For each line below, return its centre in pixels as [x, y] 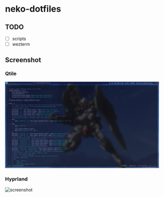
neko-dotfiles [33, 9]
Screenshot [23, 60]
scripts [19, 39]
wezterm [21, 44]
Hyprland [16, 179]
